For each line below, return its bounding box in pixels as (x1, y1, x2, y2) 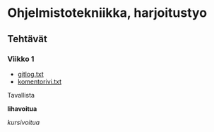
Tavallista (7, 91, 35, 99)
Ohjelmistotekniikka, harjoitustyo (7, 5, 207, 21)
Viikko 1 (7, 54, 35, 64)
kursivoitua (7, 118, 40, 126)
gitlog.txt (17, 70, 44, 78)
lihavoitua (7, 104, 37, 113)
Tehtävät (7, 33, 47, 45)
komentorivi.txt (17, 77, 62, 86)
